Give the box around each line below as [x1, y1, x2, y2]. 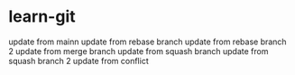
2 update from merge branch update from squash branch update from [8, 45, 269, 56]
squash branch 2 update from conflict [8, 55, 150, 66]
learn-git [8, 6, 76, 27]
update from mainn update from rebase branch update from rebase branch [8, 36, 287, 47]
